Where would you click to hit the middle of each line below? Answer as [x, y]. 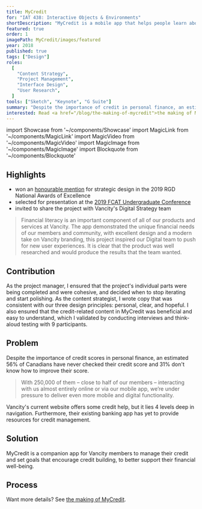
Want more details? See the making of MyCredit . [66, 499]
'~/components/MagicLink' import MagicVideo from [70, 136]
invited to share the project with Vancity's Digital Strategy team [93, 208]
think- [182, 318]
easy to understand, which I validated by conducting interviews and [90, 318]
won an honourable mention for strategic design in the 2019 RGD [95, 189]
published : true [26, 51]
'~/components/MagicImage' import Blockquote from [72, 149]
